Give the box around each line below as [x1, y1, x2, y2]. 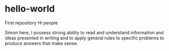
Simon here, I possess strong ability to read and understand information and [5, 29, 164, 35]
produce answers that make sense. [5, 40, 78, 46]
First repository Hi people [5, 20, 58, 26]
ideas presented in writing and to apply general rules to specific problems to [5, 35, 164, 41]
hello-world [5, 3, 55, 15]
